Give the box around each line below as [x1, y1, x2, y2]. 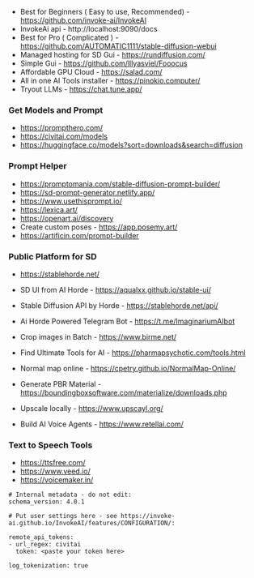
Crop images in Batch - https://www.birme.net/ [19, 332, 177, 341]
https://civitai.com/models [19, 131, 108, 141]
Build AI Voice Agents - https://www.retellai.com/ [19, 419, 184, 429]
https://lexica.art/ [19, 204, 78, 214]
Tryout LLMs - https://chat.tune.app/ [19, 84, 143, 94]
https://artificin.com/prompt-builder [19, 230, 139, 240]
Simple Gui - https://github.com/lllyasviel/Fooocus [19, 58, 188, 68]
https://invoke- [120, 512, 176, 520]
